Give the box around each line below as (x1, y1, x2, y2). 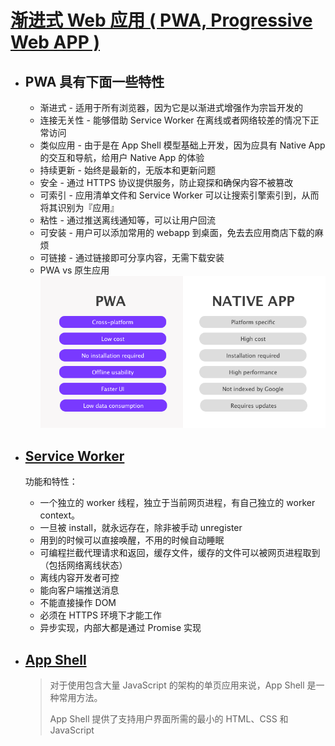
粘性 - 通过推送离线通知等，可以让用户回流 (39, 214, 216, 226)
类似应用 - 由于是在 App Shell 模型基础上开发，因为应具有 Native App (39, 139, 326, 151)
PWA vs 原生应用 (39, 264, 110, 276)
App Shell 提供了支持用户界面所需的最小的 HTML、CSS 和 (49, 713, 289, 725)
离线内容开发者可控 (39, 572, 120, 584)
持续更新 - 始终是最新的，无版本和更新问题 (39, 164, 216, 176)
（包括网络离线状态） (39, 559, 128, 571)
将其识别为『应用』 (39, 202, 120, 213)
